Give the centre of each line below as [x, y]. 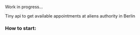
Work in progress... [24, 7]
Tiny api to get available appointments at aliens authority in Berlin [70, 16]
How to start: [21, 28]
